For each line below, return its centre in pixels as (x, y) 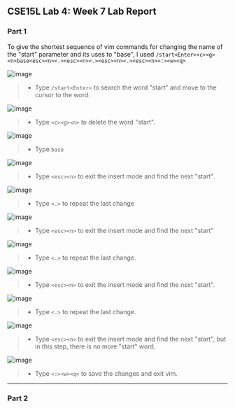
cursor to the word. (63, 94)
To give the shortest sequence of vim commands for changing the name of (115, 47)
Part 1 (17, 31)
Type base (49, 149)
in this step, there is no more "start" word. (95, 346)
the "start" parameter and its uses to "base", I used (81, 54)
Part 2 (18, 398)
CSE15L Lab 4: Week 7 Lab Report (82, 12)
